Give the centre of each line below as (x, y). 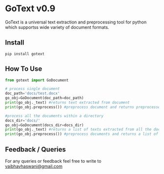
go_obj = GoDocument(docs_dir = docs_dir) (44, 125)
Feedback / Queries (35, 149)
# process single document (32, 89)
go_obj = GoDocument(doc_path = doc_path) (44, 98)
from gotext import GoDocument (37, 80)
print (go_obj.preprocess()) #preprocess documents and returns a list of (82, 134)
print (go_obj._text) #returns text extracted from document (68, 103)
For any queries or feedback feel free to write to (53, 161)
